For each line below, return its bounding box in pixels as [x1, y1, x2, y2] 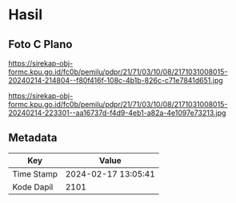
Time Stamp [12, 168, 58, 179]
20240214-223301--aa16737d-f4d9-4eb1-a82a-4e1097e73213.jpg [8, 108, 226, 117]
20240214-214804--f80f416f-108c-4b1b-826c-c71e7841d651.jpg [8, 76, 224, 85]
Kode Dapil [12, 181, 54, 193]
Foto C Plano [8, 38, 73, 51]
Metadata [8, 131, 58, 145]
